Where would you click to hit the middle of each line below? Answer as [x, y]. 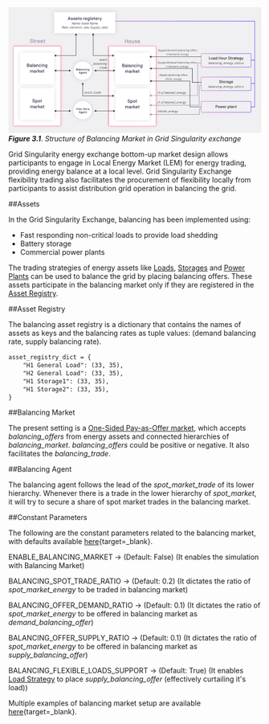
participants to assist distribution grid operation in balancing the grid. [122, 188]
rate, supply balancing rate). [55, 342]
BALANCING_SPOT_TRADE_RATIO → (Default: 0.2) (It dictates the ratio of [130, 581]
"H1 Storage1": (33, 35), [66, 381]
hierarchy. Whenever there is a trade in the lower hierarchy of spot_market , [132, 493]
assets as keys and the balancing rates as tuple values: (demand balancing [132, 333]
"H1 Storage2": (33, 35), [66, 389]
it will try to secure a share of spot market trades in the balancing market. [129, 501]
